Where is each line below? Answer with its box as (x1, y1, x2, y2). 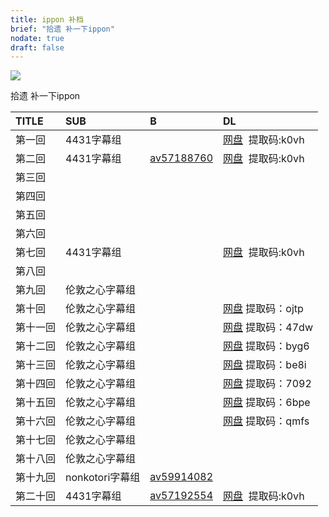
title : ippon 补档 (10, 14, 84, 25)
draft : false (10, 42, 65, 53)
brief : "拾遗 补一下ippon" (10, 24, 115, 34)
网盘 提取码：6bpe (223, 396, 311, 410)
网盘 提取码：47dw (223, 321, 313, 335)
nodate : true (10, 33, 65, 43)
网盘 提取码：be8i (223, 358, 307, 372)
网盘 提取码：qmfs (223, 414, 310, 428)
